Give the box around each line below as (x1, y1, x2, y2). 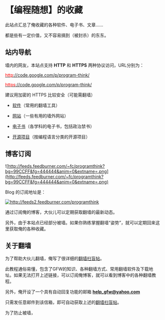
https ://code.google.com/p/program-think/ (5, 81, 92, 87)
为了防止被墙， (5, 310, 35, 316)
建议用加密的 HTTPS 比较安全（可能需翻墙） (5, 92, 96, 98)
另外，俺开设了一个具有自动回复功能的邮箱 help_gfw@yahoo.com (5, 289, 140, 295)
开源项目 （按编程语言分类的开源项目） (12, 134, 90, 140)
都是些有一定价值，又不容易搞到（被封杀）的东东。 (5, 32, 109, 38)
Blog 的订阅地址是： (5, 189, 46, 195)
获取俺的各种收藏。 (9, 226, 48, 232)
